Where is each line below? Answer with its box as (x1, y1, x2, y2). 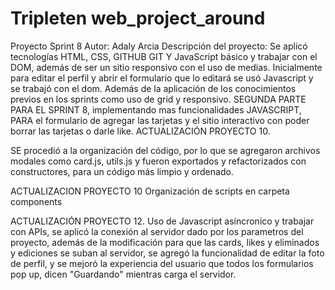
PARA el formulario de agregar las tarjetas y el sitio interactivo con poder (10, 114, 310, 126)
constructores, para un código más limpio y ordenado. (10, 165, 234, 177)
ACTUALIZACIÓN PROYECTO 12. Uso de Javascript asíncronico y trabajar (10, 215, 315, 227)
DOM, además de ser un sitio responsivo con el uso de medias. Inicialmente (10, 61, 323, 73)
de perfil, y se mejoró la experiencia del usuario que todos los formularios (10, 257, 314, 269)
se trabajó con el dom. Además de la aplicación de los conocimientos (10, 82, 297, 94)
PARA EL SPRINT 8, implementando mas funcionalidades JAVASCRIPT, (10, 103, 302, 116)
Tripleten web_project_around (10, 7, 266, 30)
